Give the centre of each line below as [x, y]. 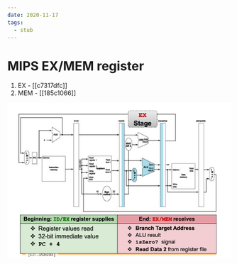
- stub [23, 30]
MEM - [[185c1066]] [47, 93]
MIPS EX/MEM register [76, 66]
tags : [15, 22]
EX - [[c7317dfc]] [42, 86]
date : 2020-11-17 [33, 15]
